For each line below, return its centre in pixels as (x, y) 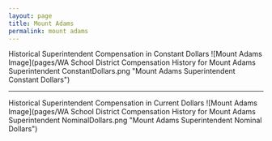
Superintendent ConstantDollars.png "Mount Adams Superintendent (122, 71)
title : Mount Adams (41, 23)
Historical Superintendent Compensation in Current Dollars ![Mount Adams (133, 103)
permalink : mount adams (49, 31)
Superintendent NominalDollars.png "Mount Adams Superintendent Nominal (135, 120)
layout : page (30, 16)
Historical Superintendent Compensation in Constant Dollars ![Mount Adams (136, 54)
